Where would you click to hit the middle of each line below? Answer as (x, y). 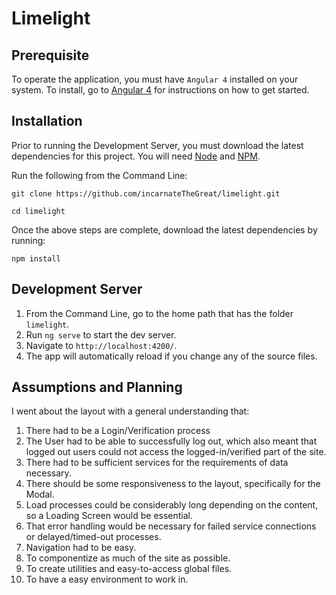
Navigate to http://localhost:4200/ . (101, 345)
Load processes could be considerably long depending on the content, (172, 505)
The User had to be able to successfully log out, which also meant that (171, 441)
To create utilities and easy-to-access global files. (129, 569)
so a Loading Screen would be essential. (109, 516)
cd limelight (38, 211)
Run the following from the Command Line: (99, 175)
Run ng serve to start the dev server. (101, 334)
